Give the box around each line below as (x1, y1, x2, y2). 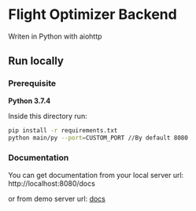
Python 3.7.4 (8, 96, 51, 105)
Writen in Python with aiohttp (8, 31, 102, 41)
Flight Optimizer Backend (8, 6, 177, 24)
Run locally (8, 54, 65, 68)
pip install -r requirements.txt (8, 126, 118, 135)
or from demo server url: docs (8, 194, 106, 203)
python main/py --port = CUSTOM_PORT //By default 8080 (8, 134, 189, 142)
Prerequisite (8, 78, 57, 89)
